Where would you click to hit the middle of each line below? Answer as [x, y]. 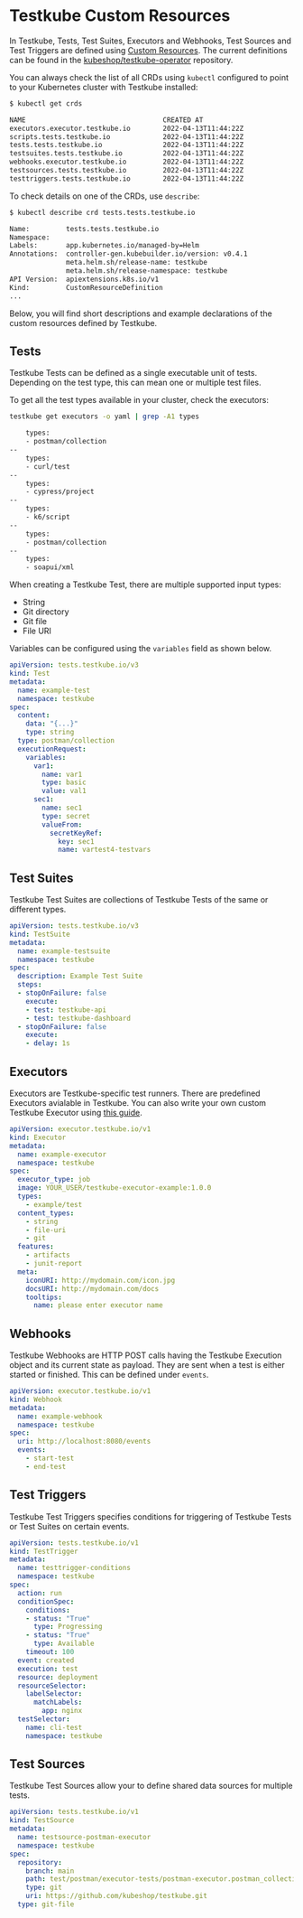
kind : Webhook [36, 1399]
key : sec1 [76, 841]
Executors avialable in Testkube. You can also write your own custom [138, 1103]
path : [36, 1879]
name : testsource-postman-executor [84, 1838]
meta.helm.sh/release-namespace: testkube [147, 271]
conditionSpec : [46, 1601]
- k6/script [48, 517]
